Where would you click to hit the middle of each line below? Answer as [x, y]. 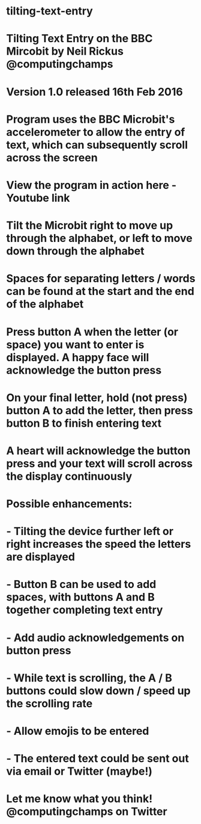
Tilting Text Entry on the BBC [79, 39]
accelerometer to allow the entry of [96, 132]
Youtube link [38, 198]
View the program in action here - [91, 185]
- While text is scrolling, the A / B [89, 678]
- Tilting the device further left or [90, 531]
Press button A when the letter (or [92, 332]
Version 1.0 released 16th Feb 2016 [94, 92]
